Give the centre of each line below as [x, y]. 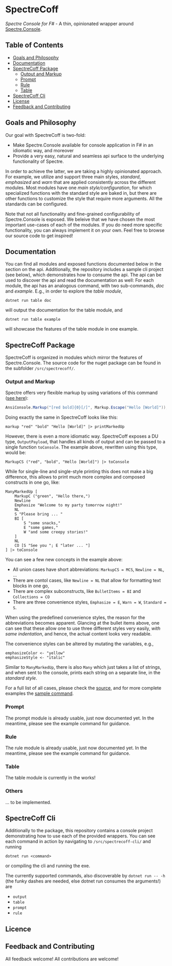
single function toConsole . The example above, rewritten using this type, [81, 447]
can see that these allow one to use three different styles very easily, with [83, 628]
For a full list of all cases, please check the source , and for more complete [83, 688]
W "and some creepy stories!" [56, 532]
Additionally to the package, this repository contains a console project [79, 831]
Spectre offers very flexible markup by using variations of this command [81, 393]
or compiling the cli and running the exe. [48, 866]
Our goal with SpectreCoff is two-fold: [46, 135]
